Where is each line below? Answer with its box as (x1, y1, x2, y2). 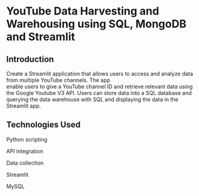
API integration (6, 147, 44, 155)
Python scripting (6, 136, 48, 143)
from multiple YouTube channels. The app (6, 77, 111, 83)
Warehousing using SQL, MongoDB (6, 17, 186, 31)
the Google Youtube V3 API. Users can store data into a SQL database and (6, 90, 192, 96)
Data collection (6, 159, 44, 166)
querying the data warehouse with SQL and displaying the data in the (6, 96, 178, 103)
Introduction (6, 54, 54, 64)
